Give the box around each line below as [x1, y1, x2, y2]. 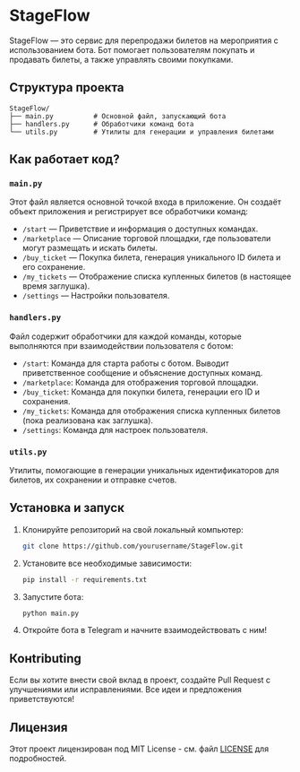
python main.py [21, 609, 80, 618]
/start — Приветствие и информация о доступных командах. [21, 223, 259, 234]
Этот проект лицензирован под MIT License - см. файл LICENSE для [9, 743, 270, 754]
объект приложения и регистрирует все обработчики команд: [9, 206, 249, 217]
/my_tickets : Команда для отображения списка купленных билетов [21, 405, 281, 416]
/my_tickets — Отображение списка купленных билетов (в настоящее [21, 271, 292, 282]
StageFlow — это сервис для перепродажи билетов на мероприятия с [9, 35, 279, 46]
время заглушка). [21, 281, 90, 291]
